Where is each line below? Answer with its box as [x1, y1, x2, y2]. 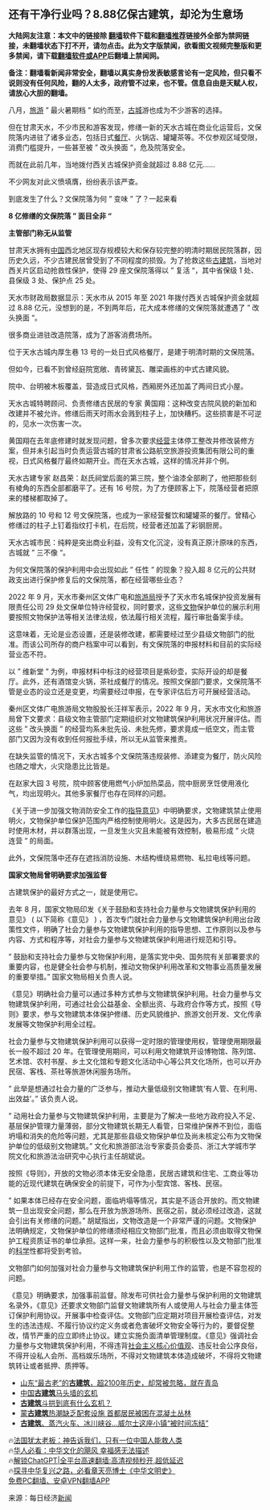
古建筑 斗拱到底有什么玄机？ [19, 1398, 112, 1408]
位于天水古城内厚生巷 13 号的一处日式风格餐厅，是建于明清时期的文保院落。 [8, 347, 260, 356]
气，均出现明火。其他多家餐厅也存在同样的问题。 [8, 788, 170, 798]
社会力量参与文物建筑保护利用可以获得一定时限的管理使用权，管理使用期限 [8, 1036, 255, 1046]
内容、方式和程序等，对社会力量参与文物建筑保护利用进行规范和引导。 [8, 934, 241, 944]
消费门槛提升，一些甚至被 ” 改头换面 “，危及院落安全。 [8, 142, 190, 152]
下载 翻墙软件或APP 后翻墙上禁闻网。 [43, 51, 164, 60]
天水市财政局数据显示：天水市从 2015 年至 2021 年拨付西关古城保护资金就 [8, 293, 252, 302]
